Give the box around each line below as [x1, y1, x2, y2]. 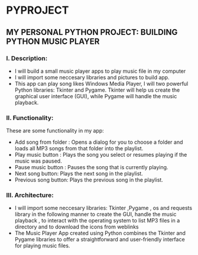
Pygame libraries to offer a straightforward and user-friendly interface [14, 236, 185, 243]
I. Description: [6, 54, 48, 62]
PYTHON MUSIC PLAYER [6, 36, 100, 46]
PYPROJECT [6, 4, 69, 17]
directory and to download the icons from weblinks [14, 223, 139, 231]
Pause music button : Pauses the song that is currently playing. [14, 164, 168, 171]
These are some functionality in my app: [6, 127, 105, 134]
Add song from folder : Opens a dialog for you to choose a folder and [14, 138, 183, 146]
